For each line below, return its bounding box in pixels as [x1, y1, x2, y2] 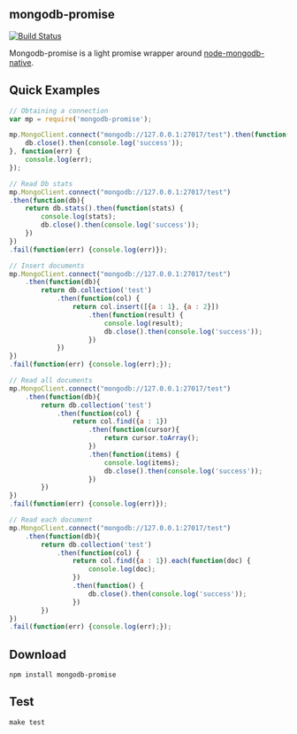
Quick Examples [9, 83, 101, 98]
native [9, 57, 32, 67]
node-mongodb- [203, 48, 265, 58]
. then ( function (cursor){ [88, 425, 179, 435]
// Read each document [9, 515, 93, 524]
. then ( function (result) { [88, 310, 184, 320]
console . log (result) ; [103, 319, 184, 328]
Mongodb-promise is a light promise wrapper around [9, 48, 202, 58]
